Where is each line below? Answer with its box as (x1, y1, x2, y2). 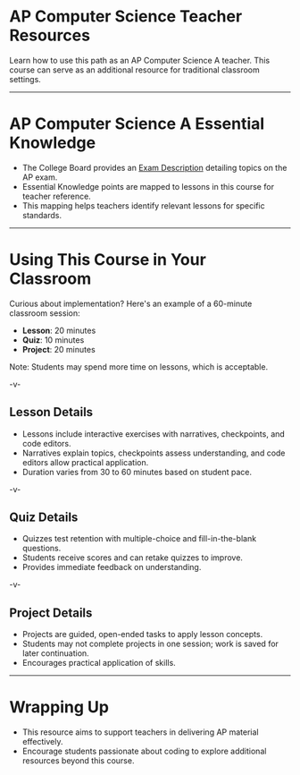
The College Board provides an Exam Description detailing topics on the (21, 162, 287, 173)
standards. (21, 209, 62, 220)
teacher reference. (21, 191, 91, 201)
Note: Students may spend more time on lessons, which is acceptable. (9, 361, 269, 372)
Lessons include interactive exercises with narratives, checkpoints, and (21, 428, 286, 439)
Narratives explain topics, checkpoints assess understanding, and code (21, 447, 286, 458)
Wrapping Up (9, 697, 110, 718)
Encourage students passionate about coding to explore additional (21, 745, 267, 757)
